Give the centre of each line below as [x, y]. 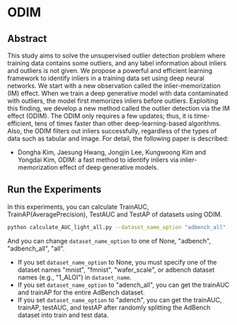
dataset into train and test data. [63, 315]
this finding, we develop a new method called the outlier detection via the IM [118, 108]
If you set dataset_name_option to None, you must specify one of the [117, 262]
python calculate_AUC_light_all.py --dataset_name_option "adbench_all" [117, 227]
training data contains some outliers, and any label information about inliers [117, 63]
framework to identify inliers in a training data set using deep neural [106, 78]
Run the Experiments [54, 190]
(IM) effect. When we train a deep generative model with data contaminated [118, 93]
